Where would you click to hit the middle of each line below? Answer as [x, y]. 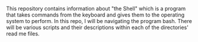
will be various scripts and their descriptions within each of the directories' [97, 27]
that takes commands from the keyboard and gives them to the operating [95, 15]
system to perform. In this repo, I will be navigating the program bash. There [99, 21]
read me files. [23, 34]
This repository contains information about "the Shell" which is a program [96, 9]
